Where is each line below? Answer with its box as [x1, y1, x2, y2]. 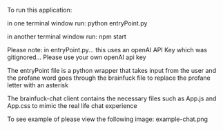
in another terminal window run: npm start [7, 32, 126, 41]
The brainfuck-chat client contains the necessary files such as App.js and [7, 94, 217, 102]
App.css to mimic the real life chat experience [7, 102, 137, 109]
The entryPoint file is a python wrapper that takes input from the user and [7, 67, 216, 74]
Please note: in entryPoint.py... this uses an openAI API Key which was [7, 46, 207, 54]
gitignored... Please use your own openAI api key [7, 53, 146, 61]
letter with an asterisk [7, 81, 69, 89]
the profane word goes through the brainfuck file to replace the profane [7, 74, 211, 82]
